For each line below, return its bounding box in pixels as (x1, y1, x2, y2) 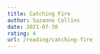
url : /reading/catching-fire (7, 36, 93, 43)
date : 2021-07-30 (7, 23, 58, 30)
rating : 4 (7, 29, 37, 37)
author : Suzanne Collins (7, 17, 80, 24)
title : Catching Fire (7, 10, 71, 18)
